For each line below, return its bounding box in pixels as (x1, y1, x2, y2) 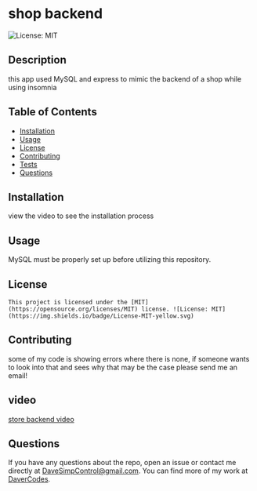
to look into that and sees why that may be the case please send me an (8, 362, 237, 372)
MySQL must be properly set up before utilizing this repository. (8, 255, 212, 264)
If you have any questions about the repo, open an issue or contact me (8, 458, 237, 467)
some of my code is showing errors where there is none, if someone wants (8, 354, 250, 363)
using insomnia (8, 82, 57, 92)
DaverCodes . (8, 475, 51, 484)
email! (8, 370, 28, 380)
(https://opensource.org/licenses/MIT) (8, 305, 139, 313)
